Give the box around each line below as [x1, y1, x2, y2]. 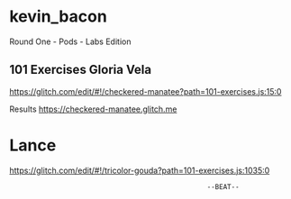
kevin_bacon [9, 6, 108, 27]
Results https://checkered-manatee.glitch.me [9, 104, 177, 114]
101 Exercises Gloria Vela [9, 62, 151, 77]
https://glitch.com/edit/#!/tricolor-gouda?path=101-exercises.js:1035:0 [9, 165, 270, 176]
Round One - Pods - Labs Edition [9, 36, 132, 47]
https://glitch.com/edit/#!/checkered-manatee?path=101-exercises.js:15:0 [9, 86, 282, 96]
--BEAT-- [206, 182, 241, 191]
